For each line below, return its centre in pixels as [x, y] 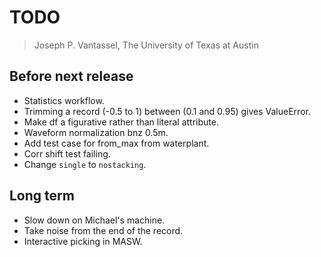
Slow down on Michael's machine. [94, 220]
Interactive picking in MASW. [83, 241]
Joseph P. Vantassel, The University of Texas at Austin [146, 45]
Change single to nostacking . [85, 164]
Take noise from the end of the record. [103, 230]
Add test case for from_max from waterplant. [116, 143]
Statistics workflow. [64, 100]
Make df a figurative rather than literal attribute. [121, 122]
